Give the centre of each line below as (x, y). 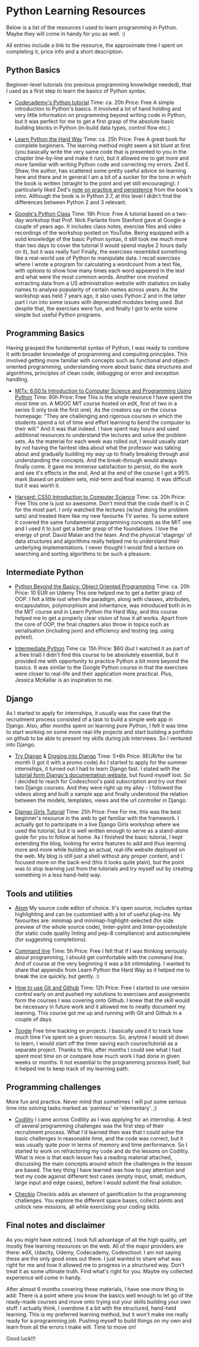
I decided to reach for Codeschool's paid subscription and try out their (101, 782)
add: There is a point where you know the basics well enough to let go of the (99, 1295)
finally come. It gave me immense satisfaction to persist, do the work (99, 466)
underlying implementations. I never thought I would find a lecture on (99, 547)
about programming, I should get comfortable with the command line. (99, 957)
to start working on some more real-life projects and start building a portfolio (99, 732)
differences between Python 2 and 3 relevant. (70, 202)
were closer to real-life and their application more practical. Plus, (94, 674)
